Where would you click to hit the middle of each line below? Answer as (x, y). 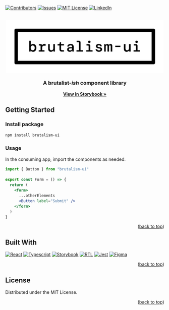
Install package (24, 125)
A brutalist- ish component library (85, 83)
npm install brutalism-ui (32, 135)
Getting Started (30, 110)
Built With (21, 242)
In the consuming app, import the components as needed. (66, 159)
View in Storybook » (85, 94)
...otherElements (37, 196)
